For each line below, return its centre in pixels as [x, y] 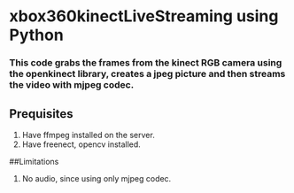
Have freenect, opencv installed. [81, 144]
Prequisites [41, 114]
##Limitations [34, 161]
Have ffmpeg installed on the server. [88, 135]
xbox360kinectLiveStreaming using [144, 16]
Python [36, 35]
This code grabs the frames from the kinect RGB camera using [146, 63]
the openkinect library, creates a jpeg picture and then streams [147, 74]
